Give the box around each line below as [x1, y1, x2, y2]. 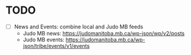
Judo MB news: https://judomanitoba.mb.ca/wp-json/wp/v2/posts [23, 30, 185, 37]
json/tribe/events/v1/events [23, 43, 90, 49]
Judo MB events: [23, 36, 65, 43]
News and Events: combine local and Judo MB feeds [14, 23, 144, 30]
